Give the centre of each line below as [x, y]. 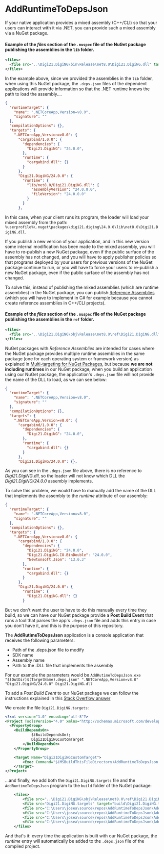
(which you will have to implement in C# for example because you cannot [79, 298]
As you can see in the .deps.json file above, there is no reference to [73, 471]
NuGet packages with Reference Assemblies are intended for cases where [80, 348]
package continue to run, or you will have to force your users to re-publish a [82, 267]
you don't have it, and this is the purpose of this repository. [64, 626]
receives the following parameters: [40, 640]
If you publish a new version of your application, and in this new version [77, 241]
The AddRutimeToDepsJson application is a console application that [74, 635]
